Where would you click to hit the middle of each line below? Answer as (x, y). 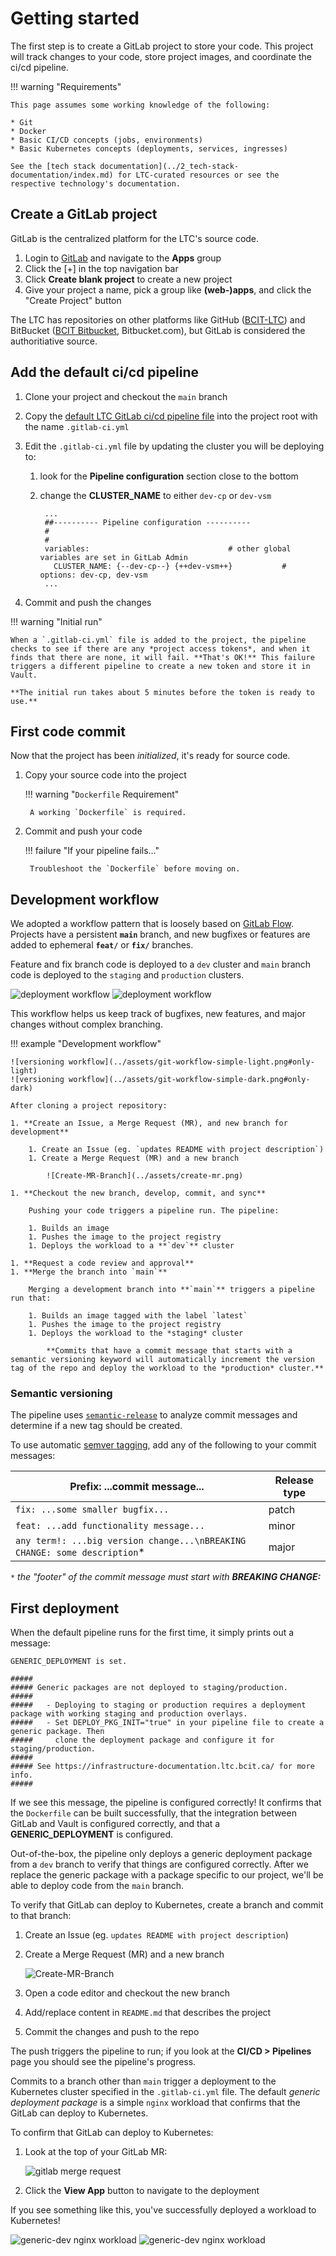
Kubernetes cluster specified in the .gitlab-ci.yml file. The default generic (165, 2092)
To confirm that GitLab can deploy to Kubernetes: (112, 2133)
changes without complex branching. (86, 1024)
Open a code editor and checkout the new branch (127, 1993)
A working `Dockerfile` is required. (108, 813)
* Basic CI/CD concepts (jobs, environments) (106, 140)
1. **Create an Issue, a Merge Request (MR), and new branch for (149, 1123)
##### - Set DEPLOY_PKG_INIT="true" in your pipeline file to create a (167, 1723)
